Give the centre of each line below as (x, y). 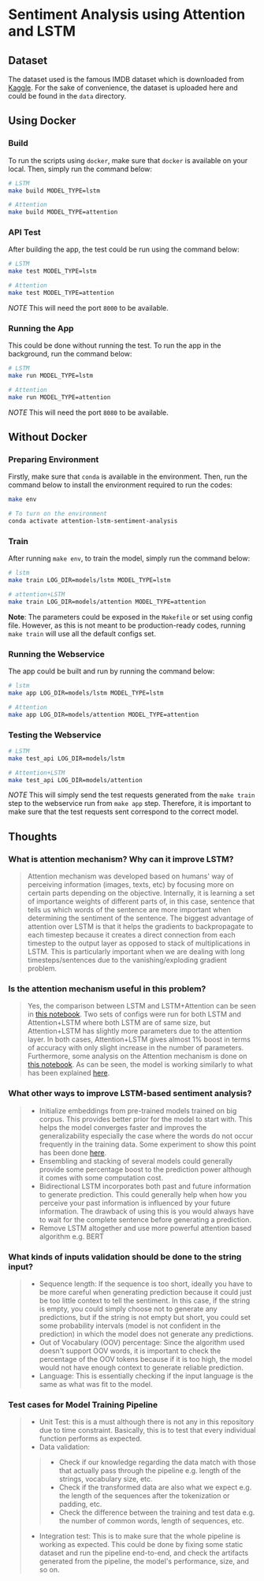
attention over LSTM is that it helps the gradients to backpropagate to (140, 927)
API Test (24, 233)
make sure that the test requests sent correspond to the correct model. (123, 812)
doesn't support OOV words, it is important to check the (130, 1351)
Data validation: (65, 1447)
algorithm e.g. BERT (72, 1236)
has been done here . (73, 1152)
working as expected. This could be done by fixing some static (141, 1545)
